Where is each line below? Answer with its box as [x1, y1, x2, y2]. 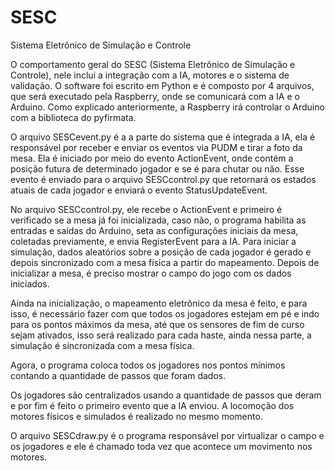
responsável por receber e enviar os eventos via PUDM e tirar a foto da [10, 141, 303, 153]
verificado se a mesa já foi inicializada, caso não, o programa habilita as [10, 214, 307, 226]
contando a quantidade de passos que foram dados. [10, 369, 227, 381]
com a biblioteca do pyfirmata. [10, 111, 137, 123]
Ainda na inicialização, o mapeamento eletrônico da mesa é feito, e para [10, 297, 308, 309]
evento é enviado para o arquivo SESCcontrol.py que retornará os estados [10, 173, 317, 185]
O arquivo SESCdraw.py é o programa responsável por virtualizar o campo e [10, 429, 325, 441]
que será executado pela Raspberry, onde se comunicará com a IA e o [10, 90, 300, 102]
